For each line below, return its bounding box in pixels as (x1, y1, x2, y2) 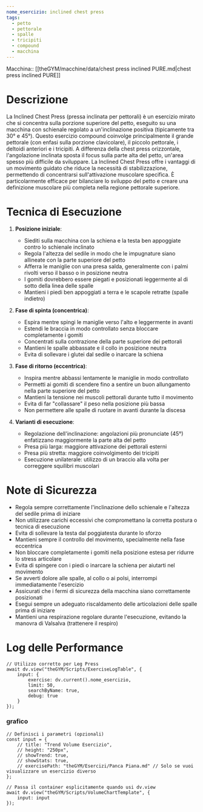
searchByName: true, (28, 687, 80, 694)
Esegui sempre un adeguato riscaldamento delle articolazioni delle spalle (15, 600, 198, 607)
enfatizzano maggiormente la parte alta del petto (24, 436, 147, 444)
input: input (17, 794, 50, 801)
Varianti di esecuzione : (15, 418, 75, 425)
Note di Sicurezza (6, 483, 97, 497)
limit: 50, (28, 682, 56, 688)
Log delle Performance (6, 641, 124, 654)
